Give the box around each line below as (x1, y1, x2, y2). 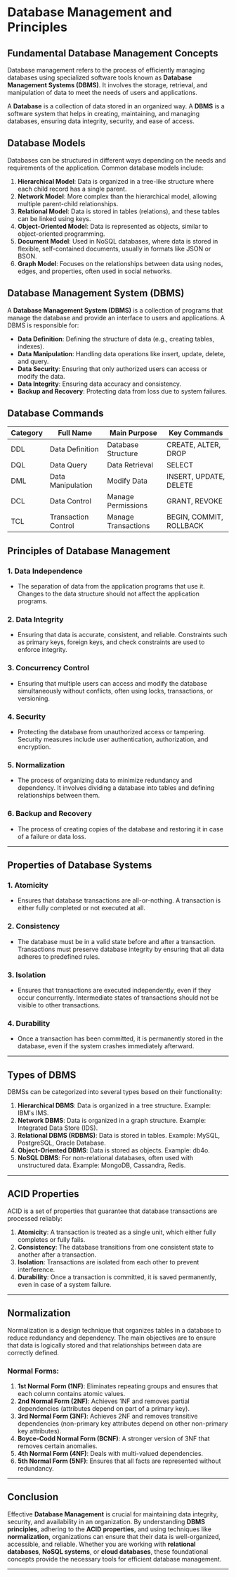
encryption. (17, 743, 51, 751)
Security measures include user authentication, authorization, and (17, 735, 209, 743)
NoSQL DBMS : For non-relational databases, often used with (17, 1154, 194, 1162)
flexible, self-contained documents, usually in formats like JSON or (17, 244, 211, 253)
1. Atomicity (7, 880, 49, 890)
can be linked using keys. (17, 214, 91, 222)
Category (11, 428, 44, 438)
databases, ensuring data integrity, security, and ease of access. (7, 117, 195, 125)
